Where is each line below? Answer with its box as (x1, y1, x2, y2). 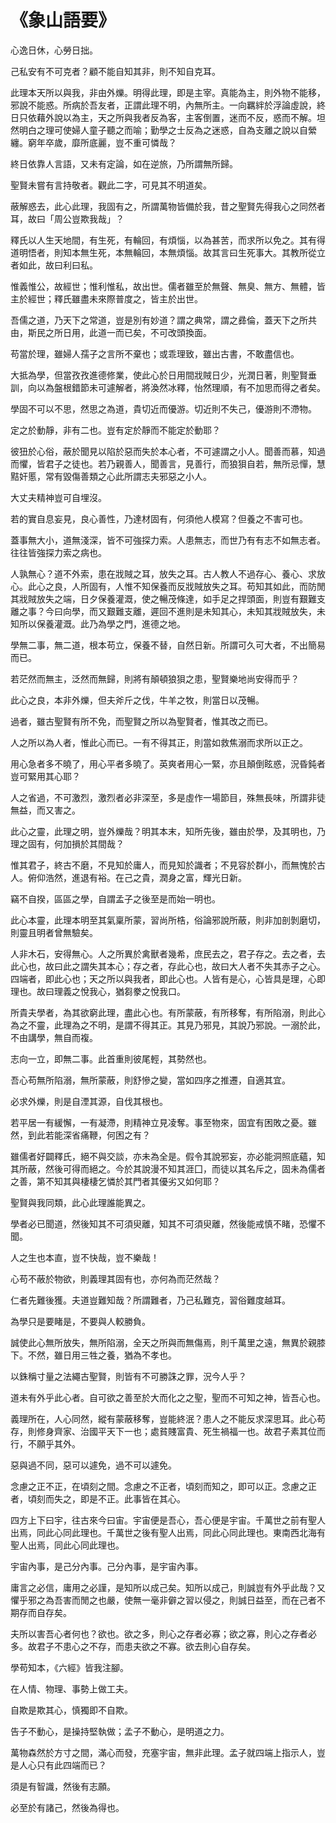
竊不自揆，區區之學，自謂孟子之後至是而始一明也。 (10, 892, 221, 905)
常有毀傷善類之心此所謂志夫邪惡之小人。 (44, 470, 212, 482)
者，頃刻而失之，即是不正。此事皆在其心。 (10, 1492, 186, 1505)
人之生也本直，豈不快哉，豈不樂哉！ (10, 1251, 160, 1263)
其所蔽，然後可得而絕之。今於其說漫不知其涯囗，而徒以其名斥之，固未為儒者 (10, 1162, 326, 1175)
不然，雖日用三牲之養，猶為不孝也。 (27, 1349, 177, 1361)
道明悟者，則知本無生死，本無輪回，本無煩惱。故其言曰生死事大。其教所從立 (10, 246, 326, 258)
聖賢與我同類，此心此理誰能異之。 (10, 1196, 151, 1208)
